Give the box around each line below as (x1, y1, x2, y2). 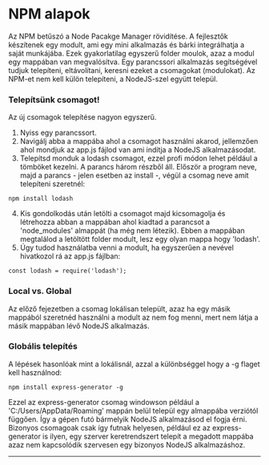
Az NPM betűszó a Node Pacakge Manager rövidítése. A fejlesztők (8, 31, 228, 41)
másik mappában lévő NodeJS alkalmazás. (8, 320, 150, 330)
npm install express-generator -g (8, 383, 124, 391)
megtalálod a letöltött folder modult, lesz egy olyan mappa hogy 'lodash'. (19, 235, 261, 244)
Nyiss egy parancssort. (19, 128, 98, 137)
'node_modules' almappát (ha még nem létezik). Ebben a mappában (19, 226, 246, 235)
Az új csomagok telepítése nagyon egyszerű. (8, 112, 157, 122)
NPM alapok (8, 5, 90, 23)
